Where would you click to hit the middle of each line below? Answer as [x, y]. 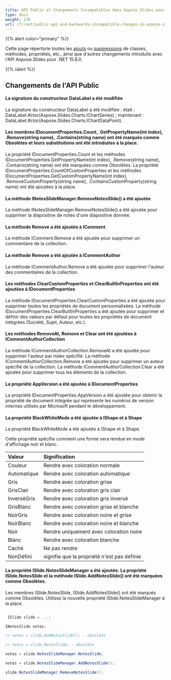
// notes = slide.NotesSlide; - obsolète [50, 645]
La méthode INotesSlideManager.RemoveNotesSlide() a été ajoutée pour [81, 210]
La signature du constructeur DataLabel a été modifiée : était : [70, 110]
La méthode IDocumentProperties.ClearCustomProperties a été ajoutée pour [85, 300]
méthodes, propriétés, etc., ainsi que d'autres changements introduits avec [84, 54]
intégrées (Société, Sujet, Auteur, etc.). [46, 322]
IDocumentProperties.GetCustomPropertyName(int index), [66, 176]
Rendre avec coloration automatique [87, 474]
